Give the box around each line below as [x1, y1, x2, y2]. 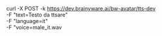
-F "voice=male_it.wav [6, 24, 62, 31]
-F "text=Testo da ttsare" [6, 11, 68, 18]
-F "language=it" [6, 18, 48, 24]
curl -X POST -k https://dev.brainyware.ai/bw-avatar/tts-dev [6, 5, 156, 12]
